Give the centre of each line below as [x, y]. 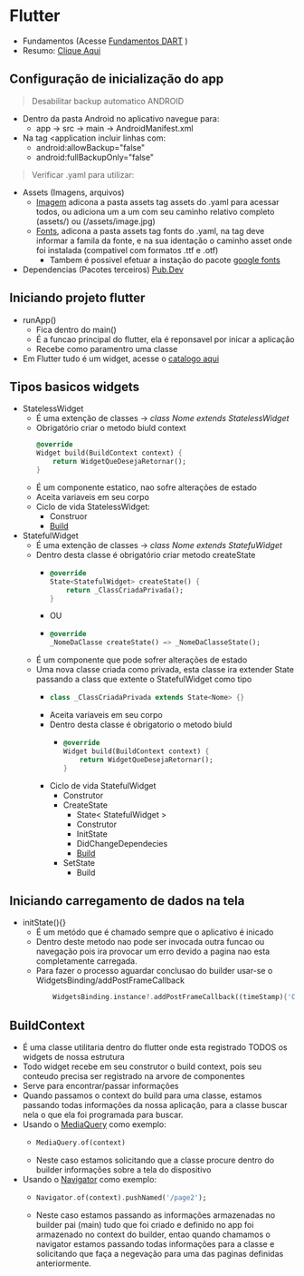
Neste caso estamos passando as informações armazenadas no [156, 1215]
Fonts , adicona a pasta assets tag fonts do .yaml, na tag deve [150, 231]
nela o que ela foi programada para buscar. [103, 1114]
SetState [79, 862]
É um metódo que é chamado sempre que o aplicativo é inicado [155, 932]
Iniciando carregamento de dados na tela [127, 901]
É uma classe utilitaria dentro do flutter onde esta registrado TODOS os [155, 1047]
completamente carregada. [86, 961]
